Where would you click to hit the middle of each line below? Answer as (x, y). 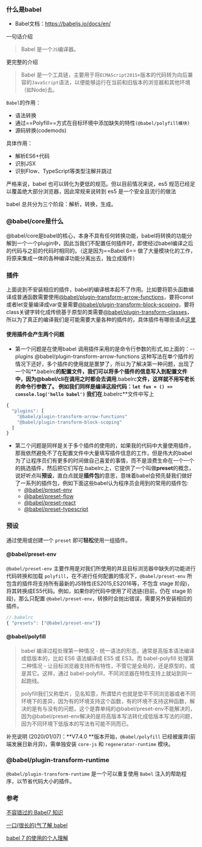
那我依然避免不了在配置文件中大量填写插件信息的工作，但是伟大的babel (103, 453)
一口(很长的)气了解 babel (37, 825)
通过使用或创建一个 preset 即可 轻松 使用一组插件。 (69, 540)
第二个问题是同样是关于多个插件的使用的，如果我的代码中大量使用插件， (104, 446)
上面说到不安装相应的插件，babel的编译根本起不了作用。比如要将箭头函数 (97, 289)
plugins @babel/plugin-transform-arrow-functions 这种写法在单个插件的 (104, 357)
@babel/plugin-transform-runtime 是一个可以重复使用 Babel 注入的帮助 (94, 774)
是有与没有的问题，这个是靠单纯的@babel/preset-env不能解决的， (114, 709)
